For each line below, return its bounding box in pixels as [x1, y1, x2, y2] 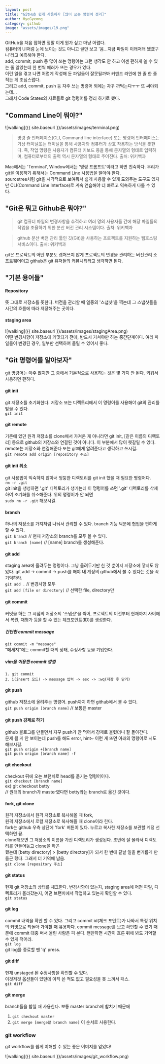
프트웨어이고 [5, 258, 30, 264]
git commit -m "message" [5, 641, 56, 647]
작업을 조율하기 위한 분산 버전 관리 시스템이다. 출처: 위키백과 [17, 224, 133, 230]
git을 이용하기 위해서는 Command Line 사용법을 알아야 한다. [5, 170, 121, 176]
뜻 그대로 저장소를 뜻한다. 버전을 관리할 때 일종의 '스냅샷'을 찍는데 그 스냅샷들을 [5, 299, 158, 305]
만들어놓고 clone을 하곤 [14, 843, 60, 849]
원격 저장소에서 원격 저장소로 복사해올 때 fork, [5, 812, 94, 818]
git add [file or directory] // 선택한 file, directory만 [5, 587, 115, 593]
